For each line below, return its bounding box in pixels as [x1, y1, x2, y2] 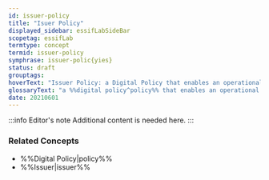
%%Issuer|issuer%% [19, 162, 90, 172]
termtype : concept [8, 42, 70, 50]
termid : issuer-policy [8, 49, 84, 57]
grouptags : [8, 71, 45, 79]
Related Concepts [8, 135, 80, 146]
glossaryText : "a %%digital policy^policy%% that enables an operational [8, 86, 260, 94]
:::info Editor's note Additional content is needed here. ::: [8, 115, 195, 125]
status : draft [8, 64, 56, 72]
